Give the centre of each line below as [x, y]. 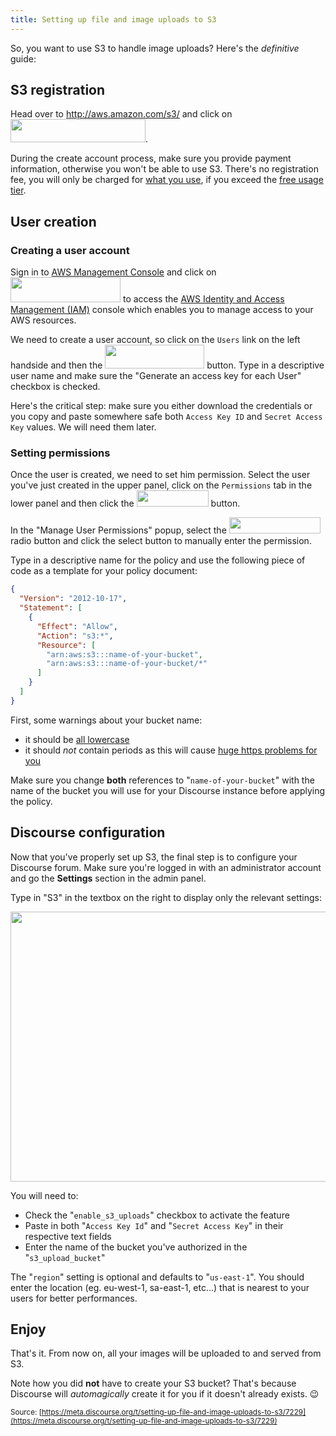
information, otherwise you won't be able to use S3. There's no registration [164, 169]
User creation [53, 221]
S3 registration [58, 90]
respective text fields [68, 1236]
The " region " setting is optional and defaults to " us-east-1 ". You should [157, 1277]
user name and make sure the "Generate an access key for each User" [156, 376]
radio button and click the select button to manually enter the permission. [161, 541]
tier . [18, 190]
